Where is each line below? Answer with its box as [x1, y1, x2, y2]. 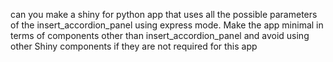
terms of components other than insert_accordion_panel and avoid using [10, 30, 310, 41]
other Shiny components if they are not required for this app [10, 40, 258, 52]
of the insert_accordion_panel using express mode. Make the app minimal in [10, 19, 324, 31]
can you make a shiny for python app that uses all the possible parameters [10, 9, 318, 20]
